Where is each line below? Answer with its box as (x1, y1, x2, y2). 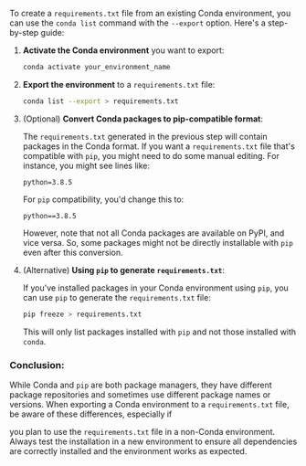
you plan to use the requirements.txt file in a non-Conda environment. (9, 426, 276, 437)
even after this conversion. (22, 247, 123, 258)
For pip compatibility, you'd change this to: (22, 194, 185, 205)
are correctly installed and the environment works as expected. (9, 445, 248, 456)
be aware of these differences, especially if (9, 408, 173, 419)
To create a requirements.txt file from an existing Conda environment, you (9, 8, 291, 18)
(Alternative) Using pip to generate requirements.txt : (22, 264, 226, 275)
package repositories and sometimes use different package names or (9, 388, 271, 400)
